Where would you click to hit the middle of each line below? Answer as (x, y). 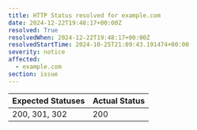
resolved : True (33, 30)
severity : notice (37, 52)
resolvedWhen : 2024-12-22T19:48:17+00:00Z (79, 37)
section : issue (33, 74)
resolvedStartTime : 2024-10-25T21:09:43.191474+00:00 (99, 45)
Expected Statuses (49, 101)
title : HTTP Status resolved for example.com (84, 15)
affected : (25, 60)
